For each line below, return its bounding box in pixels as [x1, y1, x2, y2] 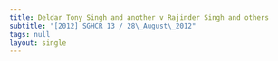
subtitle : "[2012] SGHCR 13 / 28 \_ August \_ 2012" [9, 22, 197, 30]
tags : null [9, 30, 51, 39]
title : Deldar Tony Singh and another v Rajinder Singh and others [9, 13, 270, 22]
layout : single [9, 38, 67, 48]
